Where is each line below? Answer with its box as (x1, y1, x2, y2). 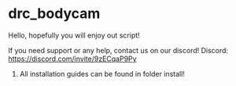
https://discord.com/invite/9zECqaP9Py (8, 54, 137, 63)
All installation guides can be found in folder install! (19, 69, 185, 78)
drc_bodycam (8, 5, 101, 23)
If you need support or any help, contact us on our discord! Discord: (8, 45, 229, 55)
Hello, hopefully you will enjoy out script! (8, 30, 140, 40)
